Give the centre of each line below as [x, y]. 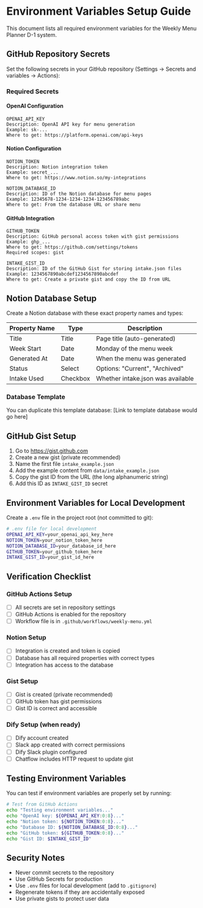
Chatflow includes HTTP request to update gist [74, 759]
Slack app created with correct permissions [70, 745]
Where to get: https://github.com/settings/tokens [72, 247]
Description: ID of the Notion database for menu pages [79, 194]
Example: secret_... [33, 173]
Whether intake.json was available [145, 379]
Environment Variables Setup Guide [99, 11]
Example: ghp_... [28, 242]
